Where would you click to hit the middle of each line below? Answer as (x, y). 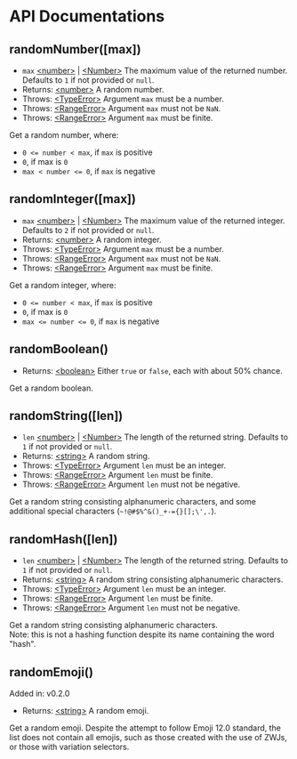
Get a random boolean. (51, 388)
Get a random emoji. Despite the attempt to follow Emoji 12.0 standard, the (145, 728)
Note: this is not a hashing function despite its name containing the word (142, 634)
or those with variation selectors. (69, 747)
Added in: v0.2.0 (40, 694)
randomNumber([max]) (75, 49)
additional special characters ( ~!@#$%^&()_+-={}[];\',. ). (113, 511)
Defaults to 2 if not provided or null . (88, 230)
